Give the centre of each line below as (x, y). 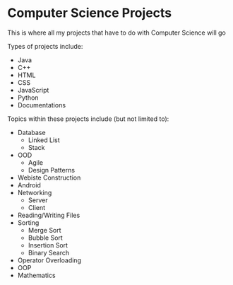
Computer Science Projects (90, 13)
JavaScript (33, 90)
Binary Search (49, 252)
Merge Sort (44, 230)
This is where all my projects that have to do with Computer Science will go (116, 33)
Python (28, 98)
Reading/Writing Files (49, 215)
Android (29, 185)
